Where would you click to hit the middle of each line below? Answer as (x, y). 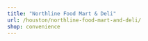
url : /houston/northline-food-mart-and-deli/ (74, 20)
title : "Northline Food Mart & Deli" (62, 14)
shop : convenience (34, 26)
